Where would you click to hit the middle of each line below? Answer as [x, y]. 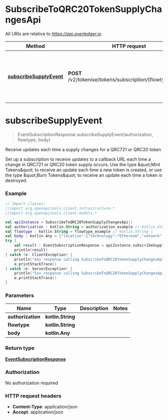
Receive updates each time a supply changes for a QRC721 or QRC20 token [83, 149]
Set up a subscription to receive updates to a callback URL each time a [78, 159]
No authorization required [32, 383]
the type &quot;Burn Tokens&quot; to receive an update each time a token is [84, 175]
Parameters [19, 295]
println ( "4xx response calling [47, 259]
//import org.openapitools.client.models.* [51, 213]
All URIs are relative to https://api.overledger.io [53, 34]
